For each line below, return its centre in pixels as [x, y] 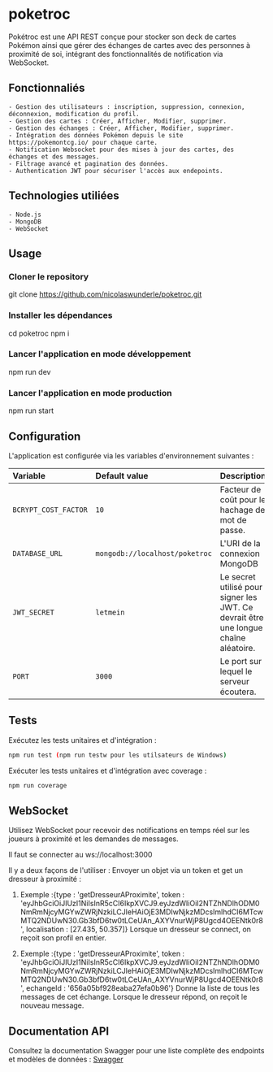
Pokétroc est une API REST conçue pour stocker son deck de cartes [123, 37]
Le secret [238, 576]
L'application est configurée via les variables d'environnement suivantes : [131, 455]
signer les [238, 597]
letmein [110, 612]
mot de [233, 519]
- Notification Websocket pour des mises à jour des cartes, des [121, 150]
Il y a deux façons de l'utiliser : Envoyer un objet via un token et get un [126, 870]
